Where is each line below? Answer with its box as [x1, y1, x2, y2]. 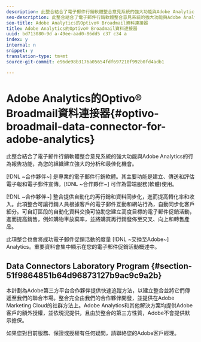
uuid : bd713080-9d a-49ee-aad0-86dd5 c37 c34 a [6, 31, 127, 37]
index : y [6, 36, 28, 42]
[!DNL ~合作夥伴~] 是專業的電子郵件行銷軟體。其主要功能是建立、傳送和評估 [6, 173, 195, 180]
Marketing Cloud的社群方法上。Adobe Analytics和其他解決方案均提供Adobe [6, 302, 193, 309]
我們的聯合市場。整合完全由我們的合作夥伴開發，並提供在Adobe [16, 294, 175, 302]
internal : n [6, 42, 36, 48]
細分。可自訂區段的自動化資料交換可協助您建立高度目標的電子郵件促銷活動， [6, 208, 195, 215]
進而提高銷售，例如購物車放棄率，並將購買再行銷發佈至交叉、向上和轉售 [6, 216, 184, 223]
